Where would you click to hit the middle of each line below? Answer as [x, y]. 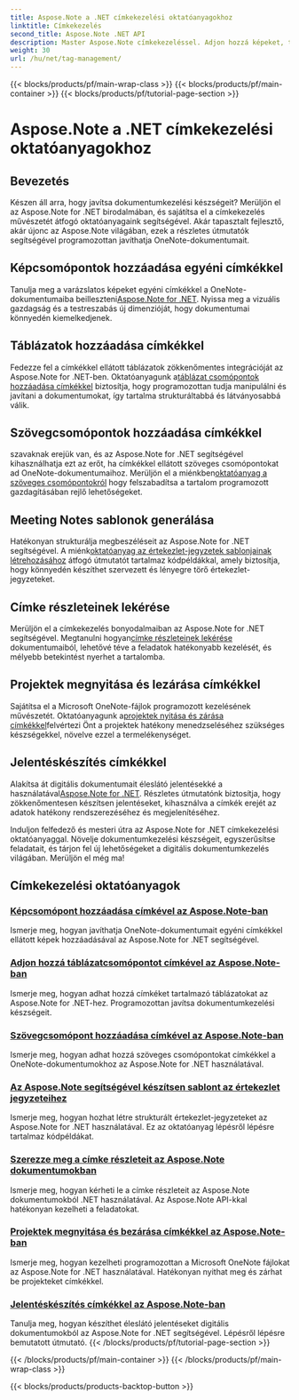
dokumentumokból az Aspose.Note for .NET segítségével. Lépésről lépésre [148, 1333]
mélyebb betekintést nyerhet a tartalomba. [88, 657]
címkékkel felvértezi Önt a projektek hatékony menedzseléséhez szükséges [147, 724]
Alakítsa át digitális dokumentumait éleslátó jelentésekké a [116, 784]
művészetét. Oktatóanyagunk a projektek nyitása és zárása [117, 716]
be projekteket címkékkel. [57, 1281]
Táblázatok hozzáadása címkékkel [107, 346]
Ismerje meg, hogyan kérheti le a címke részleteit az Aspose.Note [130, 1190]
